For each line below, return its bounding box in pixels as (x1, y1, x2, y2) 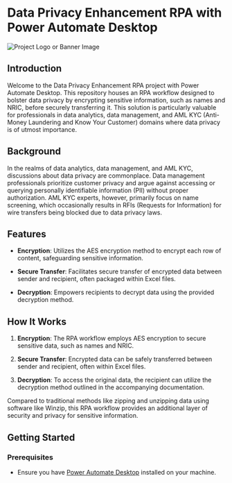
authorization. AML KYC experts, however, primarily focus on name (7, 193, 199, 202)
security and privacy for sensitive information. (7, 412, 139, 420)
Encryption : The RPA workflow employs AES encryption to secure (17, 334, 206, 343)
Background (7, 146, 61, 158)
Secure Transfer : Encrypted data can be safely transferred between (17, 355, 213, 364)
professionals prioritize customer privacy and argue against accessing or (7, 178, 216, 187)
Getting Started (7, 432, 75, 443)
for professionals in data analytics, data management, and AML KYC (7, 110, 202, 119)
